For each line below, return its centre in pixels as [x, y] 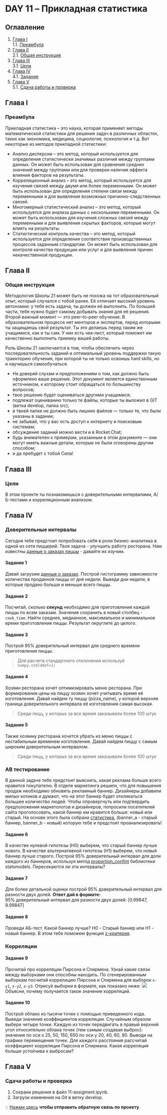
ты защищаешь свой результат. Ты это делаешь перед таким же [74, 328]
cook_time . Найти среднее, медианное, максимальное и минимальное [80, 618]
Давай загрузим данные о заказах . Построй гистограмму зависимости [82, 574]
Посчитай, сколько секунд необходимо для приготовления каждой [78, 607]
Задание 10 [18, 1003]
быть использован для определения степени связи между [75, 191]
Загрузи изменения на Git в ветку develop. [58, 1097]
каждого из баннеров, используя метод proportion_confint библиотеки [80, 862]
